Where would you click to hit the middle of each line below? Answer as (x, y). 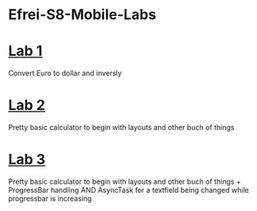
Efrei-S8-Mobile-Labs (82, 15)
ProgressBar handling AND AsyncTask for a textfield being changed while (128, 190)
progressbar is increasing (50, 198)
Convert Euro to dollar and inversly (65, 73)
